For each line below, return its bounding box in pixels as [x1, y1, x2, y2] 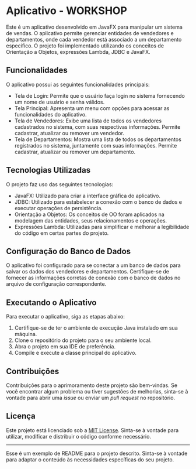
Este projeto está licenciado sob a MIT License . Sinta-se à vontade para [6, 426, 179, 434]
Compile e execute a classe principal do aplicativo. [14, 350, 137, 357]
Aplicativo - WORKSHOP [6, 4, 127, 18]
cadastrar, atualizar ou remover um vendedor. [14, 129, 124, 136]
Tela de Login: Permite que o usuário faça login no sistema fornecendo [14, 92, 185, 99]
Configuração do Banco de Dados [6, 246, 131, 256]
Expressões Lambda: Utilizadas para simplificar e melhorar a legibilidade [14, 223, 190, 230]
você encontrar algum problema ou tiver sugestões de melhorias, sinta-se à [6, 388, 188, 395]
